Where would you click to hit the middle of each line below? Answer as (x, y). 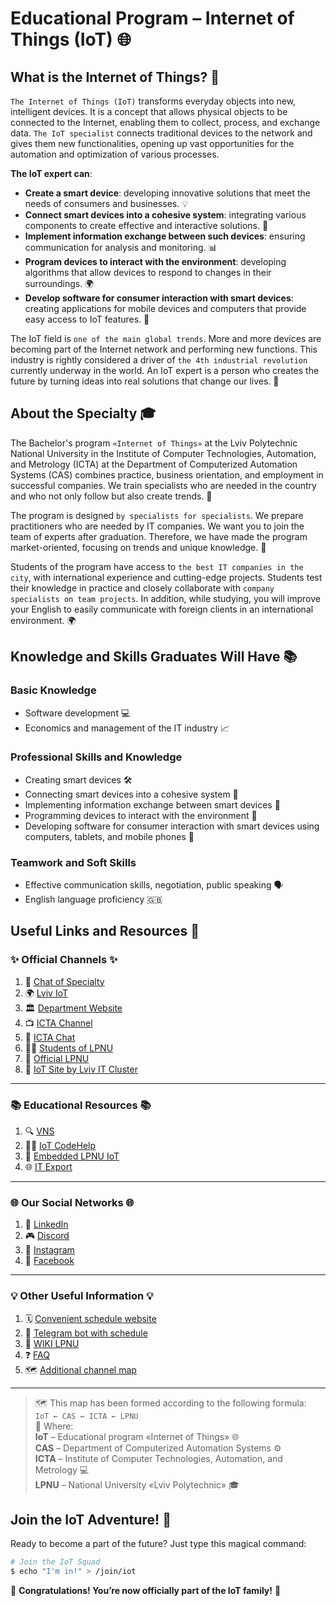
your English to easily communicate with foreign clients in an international (162, 609)
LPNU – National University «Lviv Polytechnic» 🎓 (137, 1484)
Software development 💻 (77, 713)
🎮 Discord (47, 1236)
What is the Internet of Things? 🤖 (115, 77)
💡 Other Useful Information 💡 (82, 1296)
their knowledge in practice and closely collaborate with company (142, 588)
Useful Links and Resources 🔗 (105, 931)
